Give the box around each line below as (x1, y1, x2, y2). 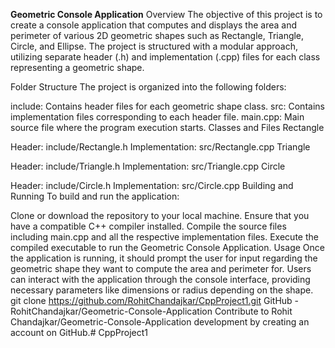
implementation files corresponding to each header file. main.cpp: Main (10, 111, 305, 123)
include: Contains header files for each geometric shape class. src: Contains (10, 100, 325, 112)
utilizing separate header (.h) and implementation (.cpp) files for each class (10, 51, 321, 63)
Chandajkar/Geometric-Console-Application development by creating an (10, 316, 310, 328)
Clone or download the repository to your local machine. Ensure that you (10, 210, 310, 221)
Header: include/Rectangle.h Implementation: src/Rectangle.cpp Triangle (10, 141, 311, 153)
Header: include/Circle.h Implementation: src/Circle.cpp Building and (10, 180, 294, 191)
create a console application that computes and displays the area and (10, 19, 297, 31)
